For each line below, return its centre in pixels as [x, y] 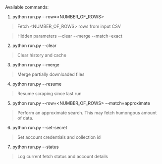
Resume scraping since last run [49, 93]
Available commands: [27, 7]
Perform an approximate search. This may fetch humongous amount [87, 113]
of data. [25, 118]
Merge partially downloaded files [51, 74]
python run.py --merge [36, 65]
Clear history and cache [42, 55]
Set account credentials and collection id [59, 137]
